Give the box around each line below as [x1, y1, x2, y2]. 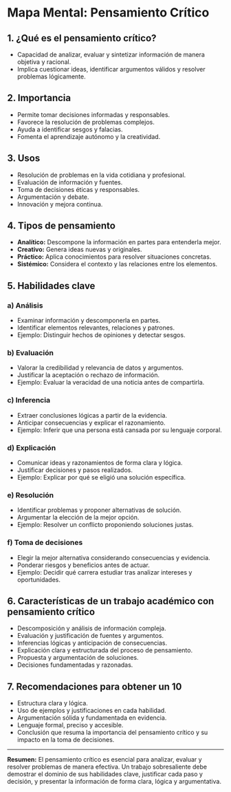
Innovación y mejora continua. [16, 200, 103, 208]
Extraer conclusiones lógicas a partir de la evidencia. [16, 411, 167, 419]
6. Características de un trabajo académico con [7, 595, 214, 607]
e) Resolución [7, 490, 54, 500]
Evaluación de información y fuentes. [16, 178, 123, 186]
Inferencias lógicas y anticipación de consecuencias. [16, 639, 168, 647]
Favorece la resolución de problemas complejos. [16, 118, 155, 126]
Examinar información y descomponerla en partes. [16, 317, 161, 325]
